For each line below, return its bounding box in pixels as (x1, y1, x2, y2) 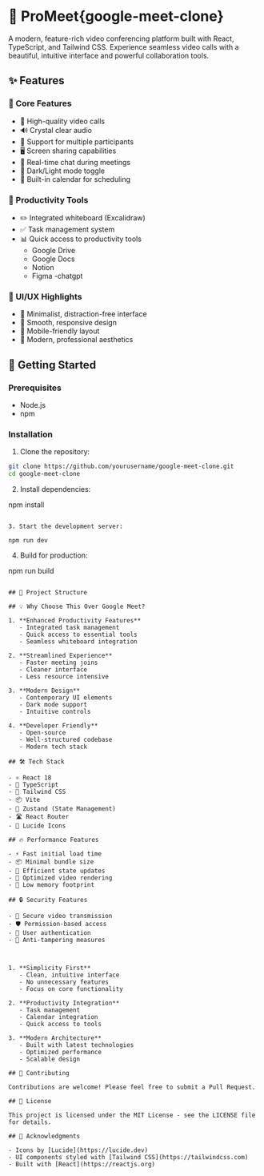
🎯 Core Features (8, 98, 72, 109)
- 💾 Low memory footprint (8, 880, 94, 888)
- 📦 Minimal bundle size (8, 857, 94, 866)
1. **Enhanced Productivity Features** (8, 616, 142, 624)
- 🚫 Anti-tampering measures (8, 936, 106, 944)
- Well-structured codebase (18, 735, 113, 743)
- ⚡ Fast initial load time (8, 849, 102, 858)
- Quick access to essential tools (18, 630, 138, 638)
